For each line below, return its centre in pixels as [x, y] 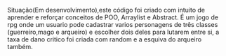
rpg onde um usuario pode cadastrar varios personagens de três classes [113, 25]
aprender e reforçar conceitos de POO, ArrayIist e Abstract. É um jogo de [113, 17]
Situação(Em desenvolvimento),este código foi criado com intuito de [106, 10]
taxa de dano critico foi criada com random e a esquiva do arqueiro [105, 39]
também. [20, 47]
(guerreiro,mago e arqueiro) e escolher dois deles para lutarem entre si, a [113, 32]
